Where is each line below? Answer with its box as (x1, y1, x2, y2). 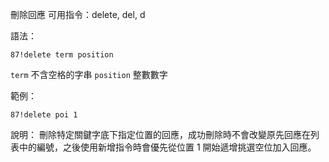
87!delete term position (10, 50, 114, 60)
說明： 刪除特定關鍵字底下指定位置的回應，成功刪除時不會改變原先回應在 (10, 129, 311, 140)
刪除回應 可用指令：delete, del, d (10, 9, 146, 20)
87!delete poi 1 (10, 110, 78, 120)
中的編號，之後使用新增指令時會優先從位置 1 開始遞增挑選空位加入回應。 (18, 141, 317, 153)
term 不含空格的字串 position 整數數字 (10, 69, 168, 80)
